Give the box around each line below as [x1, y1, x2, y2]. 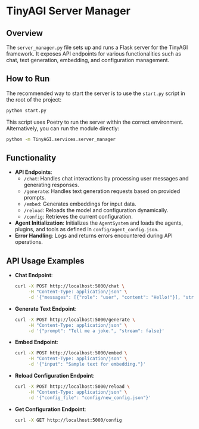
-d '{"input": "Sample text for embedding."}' [28, 361, 146, 367]
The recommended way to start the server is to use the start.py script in [6, 90, 186, 97]
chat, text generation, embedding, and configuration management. [6, 57, 170, 63]
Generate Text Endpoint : [14, 305, 77, 312]
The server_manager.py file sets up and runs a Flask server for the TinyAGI [6, 44, 188, 51]
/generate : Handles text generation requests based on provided [23, 188, 181, 195]
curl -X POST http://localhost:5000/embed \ [14, 350, 128, 356]
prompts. [23, 194, 46, 201]
